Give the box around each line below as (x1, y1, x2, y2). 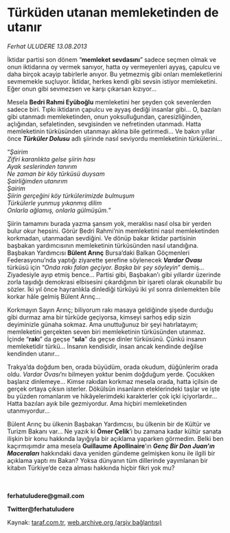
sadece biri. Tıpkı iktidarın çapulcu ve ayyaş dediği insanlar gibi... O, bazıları (7, 105, 222, 113)
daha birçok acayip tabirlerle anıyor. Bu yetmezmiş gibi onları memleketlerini (7, 70, 222, 78)
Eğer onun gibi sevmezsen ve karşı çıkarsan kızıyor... (7, 84, 157, 93)
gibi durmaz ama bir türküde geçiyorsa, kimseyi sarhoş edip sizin (7, 313, 192, 321)
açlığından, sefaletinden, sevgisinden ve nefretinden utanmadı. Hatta (7, 120, 201, 128)
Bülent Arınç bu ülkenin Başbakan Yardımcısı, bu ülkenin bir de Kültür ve (7, 420, 211, 428)
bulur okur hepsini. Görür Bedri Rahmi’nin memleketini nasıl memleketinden (7, 227, 220, 235)
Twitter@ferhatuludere (7, 505, 74, 513)
